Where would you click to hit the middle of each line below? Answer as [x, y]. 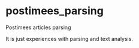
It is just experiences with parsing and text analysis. [69, 39]
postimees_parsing [55, 11]
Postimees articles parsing [38, 27]
